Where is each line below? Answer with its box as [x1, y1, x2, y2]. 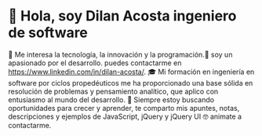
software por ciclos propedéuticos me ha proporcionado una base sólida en [8, 78, 253, 87]
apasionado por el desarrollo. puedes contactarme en [8, 58, 182, 68]
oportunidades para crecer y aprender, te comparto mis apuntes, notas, [8, 103, 240, 112]
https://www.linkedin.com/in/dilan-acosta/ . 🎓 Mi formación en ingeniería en [8, 67, 255, 76]
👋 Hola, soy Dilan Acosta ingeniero [8, 7, 237, 25]
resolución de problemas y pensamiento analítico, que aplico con [8, 86, 219, 96]
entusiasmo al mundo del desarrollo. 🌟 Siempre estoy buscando [8, 94, 214, 105]
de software [8, 24, 89, 42]
